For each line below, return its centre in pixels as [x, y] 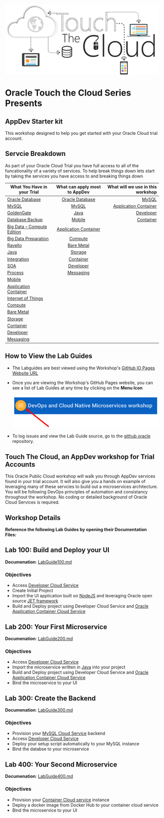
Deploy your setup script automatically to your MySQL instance [76, 744]
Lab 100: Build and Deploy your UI [57, 550]
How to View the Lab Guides [49, 356]
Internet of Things [25, 298]
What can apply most [78, 187]
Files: [11, 535]
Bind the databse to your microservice [51, 749]
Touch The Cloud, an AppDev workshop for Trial [80, 457]
